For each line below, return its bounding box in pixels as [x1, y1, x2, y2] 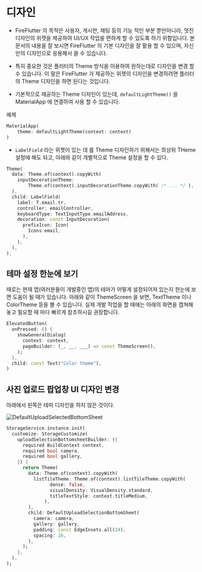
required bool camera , [22, 448, 80, 454]
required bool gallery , [22, 453, 83, 460]
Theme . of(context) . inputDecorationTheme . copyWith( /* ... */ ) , [28, 183, 194, 189]
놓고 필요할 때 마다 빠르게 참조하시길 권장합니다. [6, 309, 120, 316]
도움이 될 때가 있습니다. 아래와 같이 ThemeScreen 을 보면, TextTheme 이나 [12, 294, 192, 301]
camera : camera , [33, 516, 75, 522]
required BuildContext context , [22, 442, 104, 448]
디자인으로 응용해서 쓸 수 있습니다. [26, 49, 108, 56]
